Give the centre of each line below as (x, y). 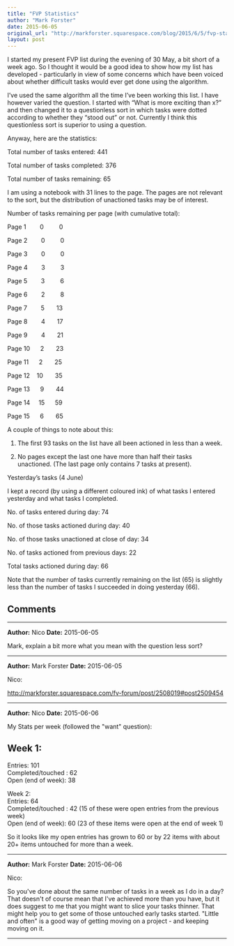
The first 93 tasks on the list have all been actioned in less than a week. (120, 443)
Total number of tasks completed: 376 (62, 165)
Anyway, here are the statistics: (52, 138)
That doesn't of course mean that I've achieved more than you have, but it (114, 899)
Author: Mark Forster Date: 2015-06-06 (65, 864)
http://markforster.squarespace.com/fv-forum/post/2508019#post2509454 (116, 693)
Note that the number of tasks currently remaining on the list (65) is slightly (115, 580)
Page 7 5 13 (35, 308)
